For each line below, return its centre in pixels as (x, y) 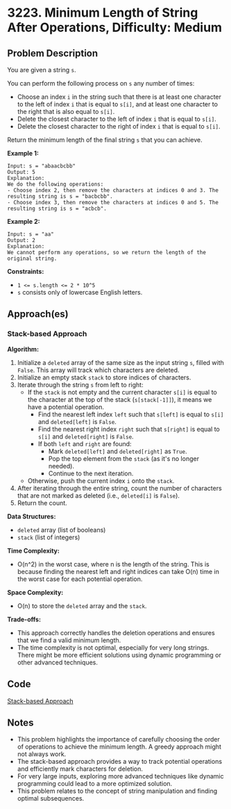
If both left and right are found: (85, 443)
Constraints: (26, 271)
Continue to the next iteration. (91, 473)
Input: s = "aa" (31, 234)
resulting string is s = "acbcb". (57, 209)
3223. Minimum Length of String (103, 13)
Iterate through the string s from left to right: (80, 384)
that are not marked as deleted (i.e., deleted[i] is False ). (99, 496)
